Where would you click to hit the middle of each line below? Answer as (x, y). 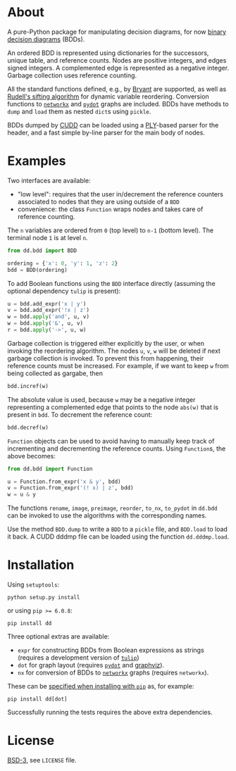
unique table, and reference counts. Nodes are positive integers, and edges (117, 60)
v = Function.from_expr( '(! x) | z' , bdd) (70, 488)
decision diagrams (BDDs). (46, 39)
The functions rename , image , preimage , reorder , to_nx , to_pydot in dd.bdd (112, 508)
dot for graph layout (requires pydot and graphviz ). (91, 665)
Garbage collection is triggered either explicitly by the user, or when (106, 343)
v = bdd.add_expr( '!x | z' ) (49, 311)
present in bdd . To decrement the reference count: (80, 414)
